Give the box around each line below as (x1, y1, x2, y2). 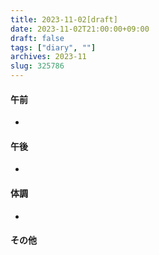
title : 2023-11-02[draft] (10, 14, 118, 25)
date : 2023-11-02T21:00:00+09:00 (10, 24, 150, 34)
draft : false (10, 33, 65, 43)
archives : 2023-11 (10, 52, 87, 62)
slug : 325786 (10, 61, 65, 71)
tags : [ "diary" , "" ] (10, 42, 97, 53)
